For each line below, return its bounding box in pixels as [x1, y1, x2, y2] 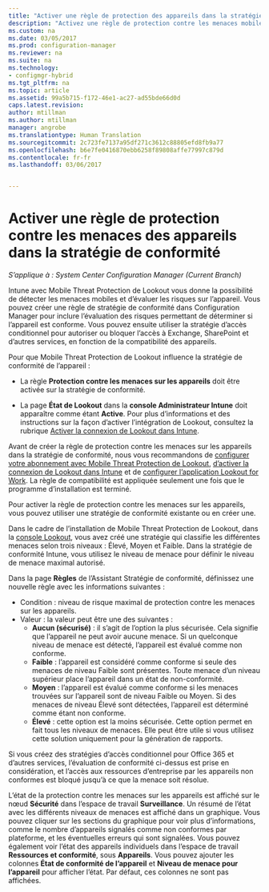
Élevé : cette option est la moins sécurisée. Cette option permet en [31, 717, 253, 727]
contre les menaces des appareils [8, 226, 238, 245]
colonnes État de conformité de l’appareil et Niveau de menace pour [8, 859, 239, 869]
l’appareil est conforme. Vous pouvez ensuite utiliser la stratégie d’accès [8, 320, 247, 330]
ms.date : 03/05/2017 [8, 34, 78, 43]
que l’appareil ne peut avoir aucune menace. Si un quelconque [31, 631, 239, 642]
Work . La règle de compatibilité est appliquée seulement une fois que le [8, 476, 245, 485]
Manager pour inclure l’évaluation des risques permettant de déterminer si [8, 311, 254, 321]
